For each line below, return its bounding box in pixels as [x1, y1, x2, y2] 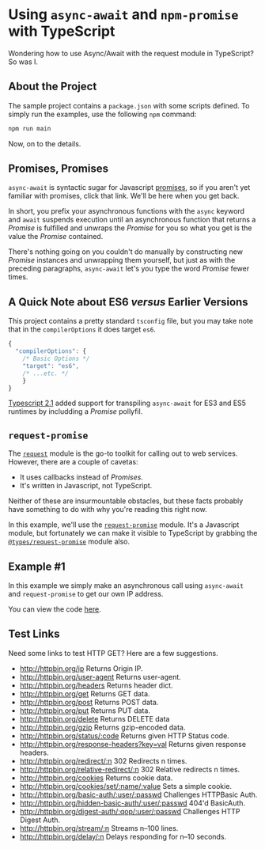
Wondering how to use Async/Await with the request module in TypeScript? [8, 48, 255, 58]
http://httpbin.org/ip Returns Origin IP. [19, 663, 144, 673]
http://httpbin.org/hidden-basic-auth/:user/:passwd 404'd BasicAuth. [19, 798, 246, 808]
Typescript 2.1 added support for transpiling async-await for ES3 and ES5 [8, 398, 247, 408]
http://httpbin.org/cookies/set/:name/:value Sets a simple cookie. [19, 781, 232, 790]
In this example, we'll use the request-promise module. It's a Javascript [8, 520, 240, 529]
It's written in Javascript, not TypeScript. [19, 481, 153, 491]
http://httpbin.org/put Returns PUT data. [19, 706, 150, 715]
